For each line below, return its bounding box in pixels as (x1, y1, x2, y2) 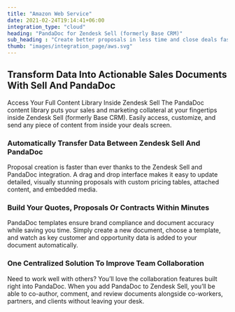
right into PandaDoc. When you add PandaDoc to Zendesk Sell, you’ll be (7, 282, 215, 290)
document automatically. (7, 241, 78, 250)
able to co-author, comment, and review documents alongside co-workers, (7, 289, 224, 298)
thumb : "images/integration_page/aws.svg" (7, 43, 133, 50)
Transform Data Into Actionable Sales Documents (7, 69, 227, 81)
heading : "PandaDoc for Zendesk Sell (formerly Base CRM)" (7, 29, 183, 37)
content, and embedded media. (7, 185, 98, 194)
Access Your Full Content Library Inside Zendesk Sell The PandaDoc (7, 98, 204, 107)
